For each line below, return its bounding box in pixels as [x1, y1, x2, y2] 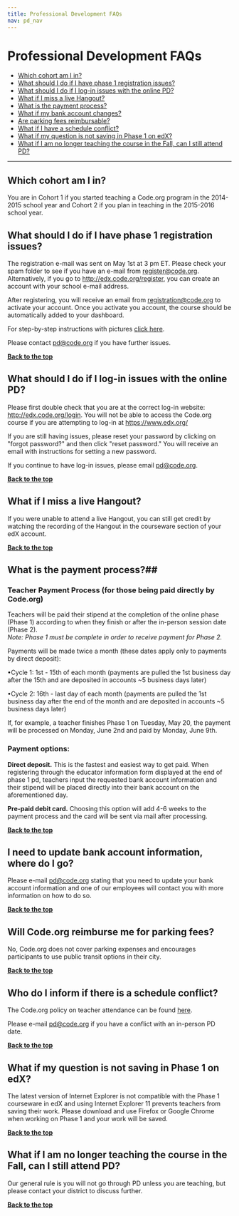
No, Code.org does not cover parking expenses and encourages [7, 945, 196, 954]
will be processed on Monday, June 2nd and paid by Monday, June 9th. [7, 726, 218, 735]
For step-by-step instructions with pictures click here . [7, 325, 165, 334]
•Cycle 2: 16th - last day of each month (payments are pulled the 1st [7, 689, 207, 699]
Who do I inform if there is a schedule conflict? [7, 986, 218, 999]
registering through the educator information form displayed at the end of [7, 768, 223, 776]
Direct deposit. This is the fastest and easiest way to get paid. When [7, 760, 209, 768]
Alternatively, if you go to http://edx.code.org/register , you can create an [7, 274, 220, 283]
